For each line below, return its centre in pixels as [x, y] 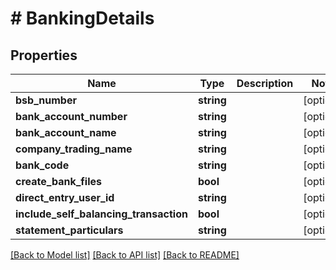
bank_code [42, 165]
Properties [44, 55]
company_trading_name [74, 149]
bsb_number [46, 100]
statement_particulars [69, 230]
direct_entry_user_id [65, 197]
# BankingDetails [82, 18]
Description [265, 83]
